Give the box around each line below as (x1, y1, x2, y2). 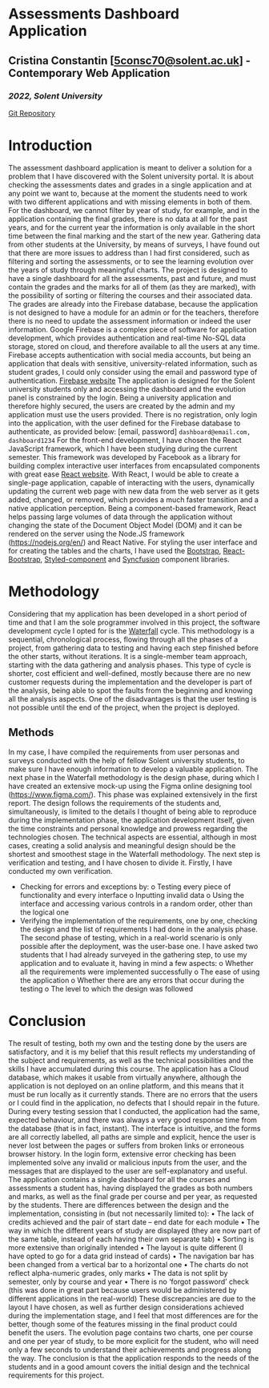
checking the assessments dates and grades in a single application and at (8, 179, 252, 189)
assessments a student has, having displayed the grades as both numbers (8, 1183, 254, 1193)
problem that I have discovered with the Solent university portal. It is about (8, 171, 254, 181)
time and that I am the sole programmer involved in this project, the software (8, 618, 261, 627)
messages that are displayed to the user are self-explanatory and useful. (8, 1166, 248, 1176)
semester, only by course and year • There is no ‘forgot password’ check (8, 1277, 250, 1286)
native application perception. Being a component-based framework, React (8, 503, 257, 513)
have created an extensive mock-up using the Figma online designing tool (8, 781, 252, 791)
